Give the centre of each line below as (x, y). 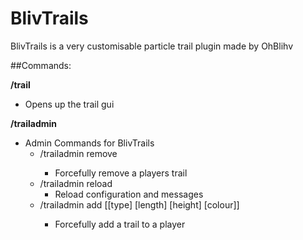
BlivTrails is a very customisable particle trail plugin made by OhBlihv (152, 46)
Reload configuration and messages (129, 194)
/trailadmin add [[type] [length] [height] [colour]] (139, 204)
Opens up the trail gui (69, 104)
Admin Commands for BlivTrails (89, 143)
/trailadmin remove (78, 153)
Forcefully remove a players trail (121, 173)
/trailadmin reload (76, 183)
